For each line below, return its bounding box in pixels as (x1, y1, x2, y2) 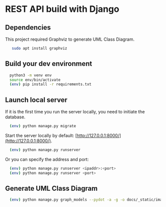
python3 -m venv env (9, 73, 52, 78)
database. (5, 114, 26, 120)
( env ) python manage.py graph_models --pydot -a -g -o (9, 197, 125, 203)
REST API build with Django (5, 3, 120, 15)
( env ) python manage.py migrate (9, 124, 77, 129)
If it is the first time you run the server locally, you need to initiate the (5, 109, 145, 115)
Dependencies (5, 23, 51, 32)
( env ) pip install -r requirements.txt (9, 82, 92, 87)
